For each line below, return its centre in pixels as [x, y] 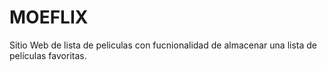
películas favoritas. [48, 55]
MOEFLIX [49, 17]
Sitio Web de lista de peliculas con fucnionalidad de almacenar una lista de [163, 45]
